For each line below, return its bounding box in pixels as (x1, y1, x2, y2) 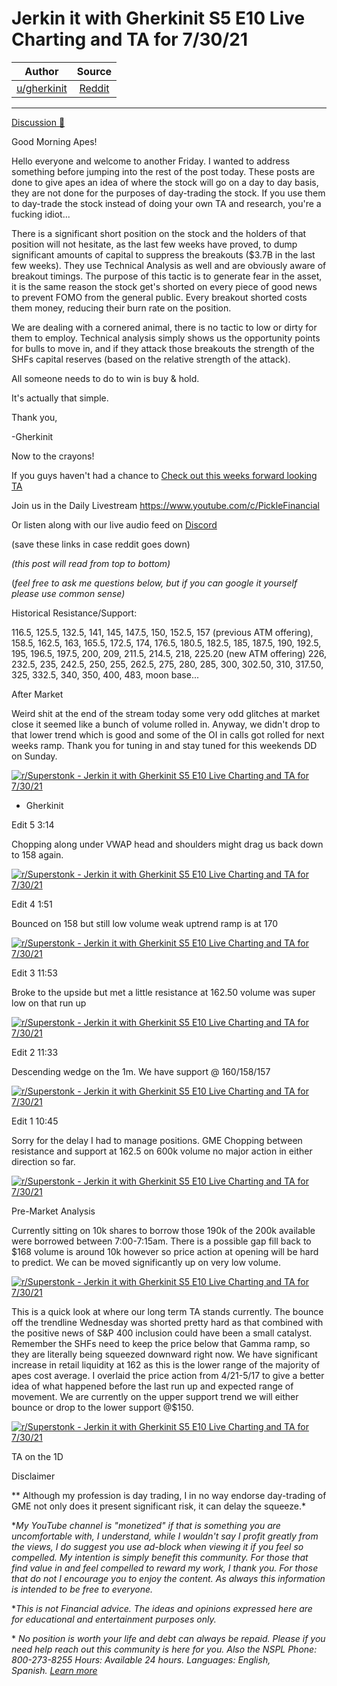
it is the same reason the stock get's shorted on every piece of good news (11, 280, 318, 292)
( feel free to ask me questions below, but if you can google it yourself (11, 577, 298, 589)
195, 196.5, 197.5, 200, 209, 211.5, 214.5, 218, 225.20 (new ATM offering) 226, (11, 647, 327, 659)
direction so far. (11, 1155, 76, 1167)
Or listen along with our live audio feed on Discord (11, 518, 218, 531)
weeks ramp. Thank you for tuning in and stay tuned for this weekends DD (11, 739, 318, 751)
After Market (11, 688, 64, 700)
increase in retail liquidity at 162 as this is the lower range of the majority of (11, 1358, 321, 1371)
